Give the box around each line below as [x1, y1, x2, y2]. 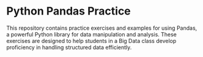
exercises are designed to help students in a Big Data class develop [6, 37, 177, 44]
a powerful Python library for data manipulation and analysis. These [6, 30, 177, 38]
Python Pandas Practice [6, 4, 131, 18]
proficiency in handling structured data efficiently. [6, 44, 132, 51]
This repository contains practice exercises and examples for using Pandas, [6, 24, 197, 32]
